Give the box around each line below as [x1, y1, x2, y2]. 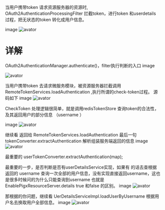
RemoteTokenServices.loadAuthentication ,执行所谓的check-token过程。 [5, 88, 153, 95]
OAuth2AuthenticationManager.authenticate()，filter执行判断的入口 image [5, 62, 155, 68]
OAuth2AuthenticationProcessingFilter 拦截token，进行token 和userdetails [5, 10, 156, 16]
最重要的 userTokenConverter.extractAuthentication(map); [5, 154, 123, 160]
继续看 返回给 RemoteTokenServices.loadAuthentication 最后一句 [5, 131, 137, 137]
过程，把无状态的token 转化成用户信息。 [5, 17, 87, 22]
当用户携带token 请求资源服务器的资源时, [5, 4, 88, 10]
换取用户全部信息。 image [18, 199, 71, 205]
